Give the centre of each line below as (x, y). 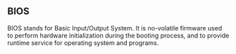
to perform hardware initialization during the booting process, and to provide (118, 35)
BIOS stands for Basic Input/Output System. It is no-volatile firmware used (115, 28)
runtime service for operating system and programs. (83, 43)
